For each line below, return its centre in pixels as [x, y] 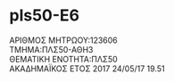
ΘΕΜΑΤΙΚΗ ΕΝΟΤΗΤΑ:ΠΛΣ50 [63, 59]
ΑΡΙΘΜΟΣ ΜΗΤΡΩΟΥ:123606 [63, 40]
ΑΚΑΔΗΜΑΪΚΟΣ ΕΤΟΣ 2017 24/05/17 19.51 [87, 69]
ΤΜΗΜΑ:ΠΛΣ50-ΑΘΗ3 [51, 49]
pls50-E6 [45, 16]
